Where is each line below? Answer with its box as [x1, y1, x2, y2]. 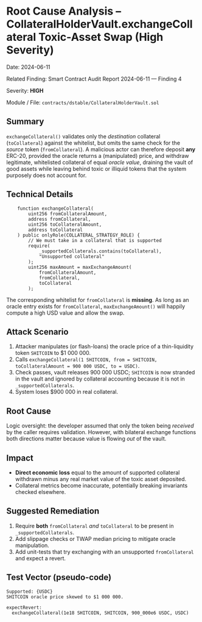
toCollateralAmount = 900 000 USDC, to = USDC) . [15, 362, 140, 370]
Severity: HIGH [6, 87, 44, 94]
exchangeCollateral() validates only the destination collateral [6, 132, 161, 140]
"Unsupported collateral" [38, 253, 105, 260]
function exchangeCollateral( [17, 206, 94, 212]
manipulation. [15, 542, 50, 549]
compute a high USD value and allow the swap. [6, 309, 125, 316]
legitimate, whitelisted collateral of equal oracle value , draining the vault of [6, 159, 193, 166]
